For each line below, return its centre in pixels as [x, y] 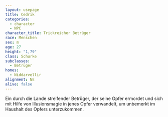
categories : [18, 19]
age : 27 [13, 47]
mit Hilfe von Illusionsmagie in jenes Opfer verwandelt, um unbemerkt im [80, 103]
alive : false [19, 84]
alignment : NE [20, 79]
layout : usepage [22, 10]
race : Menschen [21, 38]
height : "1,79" [21, 51]
